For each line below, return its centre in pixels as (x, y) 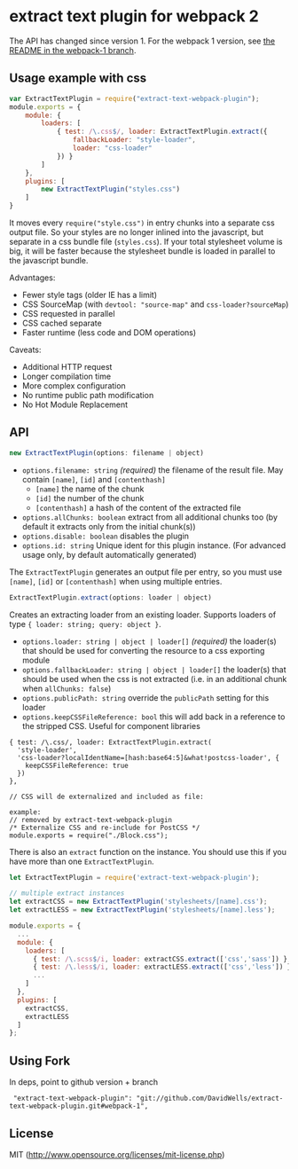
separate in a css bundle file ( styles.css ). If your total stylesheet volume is (146, 242)
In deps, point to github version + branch (84, 1082)
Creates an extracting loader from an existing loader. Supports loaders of (143, 615)
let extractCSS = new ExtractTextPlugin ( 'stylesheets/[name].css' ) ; (138, 902)
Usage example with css (78, 78)
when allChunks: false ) (67, 688)
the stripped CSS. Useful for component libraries (111, 726)
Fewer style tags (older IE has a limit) (90, 295)
